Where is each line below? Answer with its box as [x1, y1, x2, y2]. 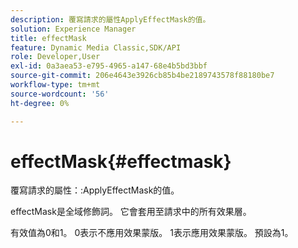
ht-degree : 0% [10, 98, 70, 108]
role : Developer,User [10, 52, 101, 62]
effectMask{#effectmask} [10, 150, 232, 173]
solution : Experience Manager [10, 24, 137, 34]
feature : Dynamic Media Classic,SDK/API [10, 42, 182, 53]
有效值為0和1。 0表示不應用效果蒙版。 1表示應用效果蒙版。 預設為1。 [10, 227, 294, 239]
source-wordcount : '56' [10, 89, 110, 99]
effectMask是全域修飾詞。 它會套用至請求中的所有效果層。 [10, 206, 252, 218]
